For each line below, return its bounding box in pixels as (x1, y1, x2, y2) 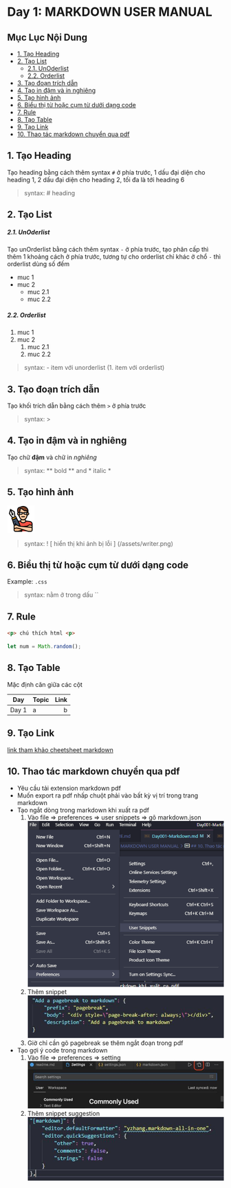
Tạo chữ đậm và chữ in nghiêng (7, 453, 98, 461)
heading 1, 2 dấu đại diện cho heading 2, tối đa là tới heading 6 (7, 175, 185, 184)
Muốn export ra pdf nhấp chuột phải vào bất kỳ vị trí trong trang (16, 791, 199, 800)
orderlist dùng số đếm (7, 260, 70, 268)
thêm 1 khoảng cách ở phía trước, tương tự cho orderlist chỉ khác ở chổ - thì (7, 252, 221, 261)
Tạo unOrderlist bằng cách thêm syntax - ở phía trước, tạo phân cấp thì (7, 245, 209, 254)
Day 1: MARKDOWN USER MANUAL (7, 4, 213, 20)
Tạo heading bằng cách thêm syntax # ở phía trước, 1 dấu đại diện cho (7, 168, 206, 176)
